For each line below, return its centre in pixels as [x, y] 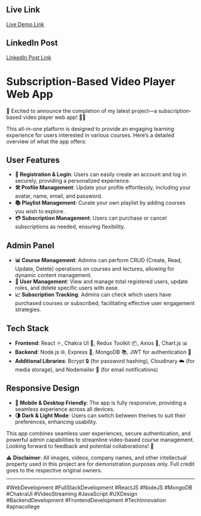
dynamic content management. [53, 275]
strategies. [28, 309]
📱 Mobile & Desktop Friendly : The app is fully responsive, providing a [100, 403]
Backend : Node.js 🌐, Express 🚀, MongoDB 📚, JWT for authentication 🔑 [103, 352]
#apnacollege [23, 506]
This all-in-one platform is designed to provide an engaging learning [90, 128]
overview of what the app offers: [46, 141]
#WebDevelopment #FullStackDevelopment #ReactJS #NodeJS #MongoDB [99, 487]
